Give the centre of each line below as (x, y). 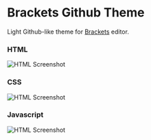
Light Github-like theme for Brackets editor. (68, 32)
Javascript (25, 115)
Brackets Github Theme (76, 13)
